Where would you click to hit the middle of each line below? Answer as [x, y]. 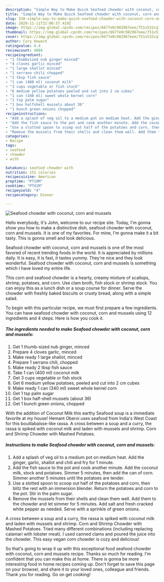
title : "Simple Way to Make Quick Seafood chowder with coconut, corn [79, 14]
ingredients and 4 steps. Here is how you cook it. [55, 318]
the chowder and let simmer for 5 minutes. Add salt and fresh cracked [83, 504]
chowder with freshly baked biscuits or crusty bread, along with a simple [78, 293]
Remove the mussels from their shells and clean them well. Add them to [84, 498]
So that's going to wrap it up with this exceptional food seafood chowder [78, 548]
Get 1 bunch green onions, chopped [48, 404]
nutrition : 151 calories [31, 172]
